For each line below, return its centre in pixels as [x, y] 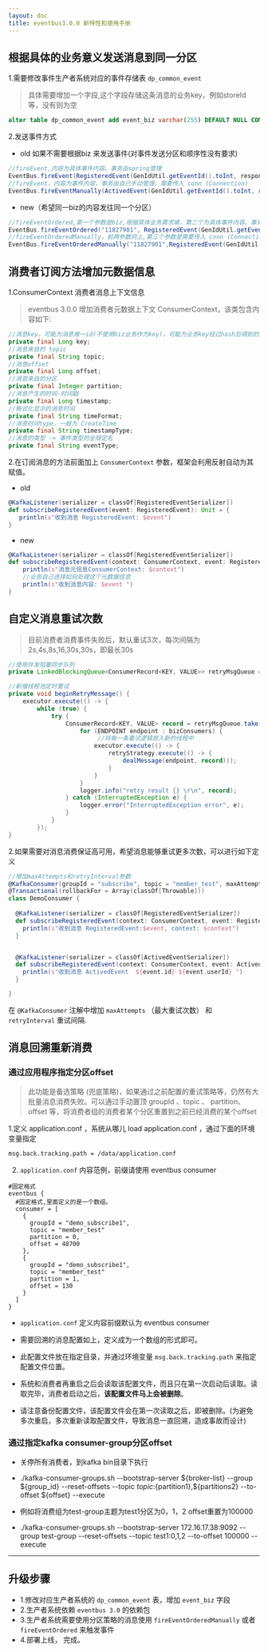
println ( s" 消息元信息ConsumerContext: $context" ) [104, 570]
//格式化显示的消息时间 [42, 408]
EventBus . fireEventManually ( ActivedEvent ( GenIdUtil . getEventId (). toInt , [132, 191]
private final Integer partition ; [66, 387]
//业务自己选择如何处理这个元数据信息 [77, 577]
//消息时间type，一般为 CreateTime [63, 423]
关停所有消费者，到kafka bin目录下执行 [84, 1462]
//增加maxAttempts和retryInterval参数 [70, 876]
